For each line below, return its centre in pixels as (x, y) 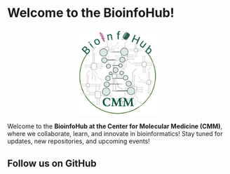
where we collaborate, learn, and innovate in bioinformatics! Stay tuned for (115, 134)
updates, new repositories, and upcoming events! (79, 141)
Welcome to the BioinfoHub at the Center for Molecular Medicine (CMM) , (115, 126)
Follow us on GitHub (52, 163)
